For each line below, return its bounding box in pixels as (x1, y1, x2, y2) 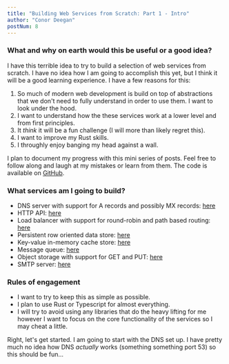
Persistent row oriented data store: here (17, 230, 130, 239)
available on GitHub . (7, 168, 65, 176)
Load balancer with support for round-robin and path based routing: (17, 216, 211, 224)
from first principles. (17, 119, 75, 127)
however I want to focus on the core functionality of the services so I (17, 315, 213, 323)
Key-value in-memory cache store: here (17, 238, 131, 246)
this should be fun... (7, 350, 64, 358)
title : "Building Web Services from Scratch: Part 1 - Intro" (7, 10, 190, 17)
